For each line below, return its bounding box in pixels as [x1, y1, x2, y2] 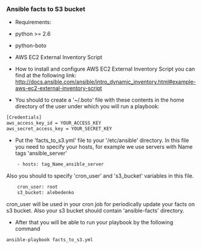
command [15, 225, 41, 232]
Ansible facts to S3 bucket [6, 5, 86, 13]
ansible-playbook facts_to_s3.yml [6, 236, 94, 243]
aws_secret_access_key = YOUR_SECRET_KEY [6, 126, 112, 132]
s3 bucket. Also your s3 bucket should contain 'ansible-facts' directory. [6, 207, 184, 214]
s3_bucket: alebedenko [17, 189, 74, 195]
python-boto [15, 42, 47, 50]
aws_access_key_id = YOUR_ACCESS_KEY [6, 120, 102, 126]
